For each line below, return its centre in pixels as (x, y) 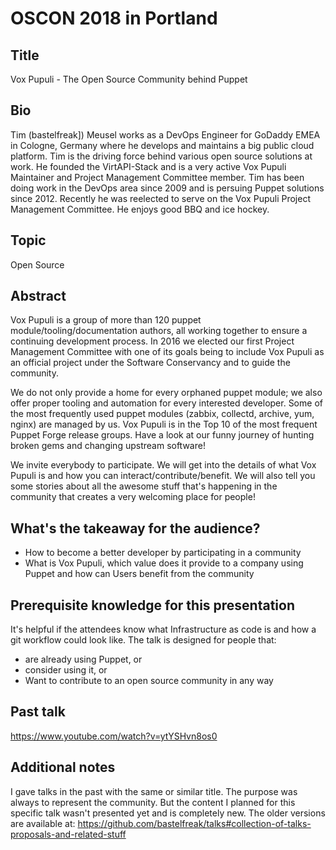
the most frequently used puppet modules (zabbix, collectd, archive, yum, (162, 414)
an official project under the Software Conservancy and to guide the (150, 363)
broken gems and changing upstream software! (108, 446)
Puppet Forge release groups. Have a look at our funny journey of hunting (162, 435)
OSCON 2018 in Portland (114, 18)
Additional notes (63, 767)
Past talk (38, 712)
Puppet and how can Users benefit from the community (139, 574)
